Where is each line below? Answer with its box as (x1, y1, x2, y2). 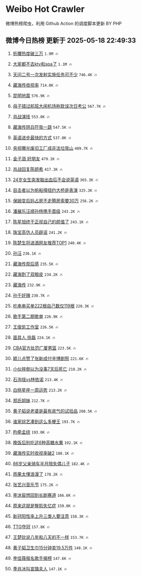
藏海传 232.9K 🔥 (12, 282, 46, 288)
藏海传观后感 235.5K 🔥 (12, 261, 59, 267)
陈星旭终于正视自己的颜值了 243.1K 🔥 (12, 219, 89, 225)
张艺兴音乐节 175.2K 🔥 (12, 481, 59, 487)
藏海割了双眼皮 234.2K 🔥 (12, 271, 63, 277)
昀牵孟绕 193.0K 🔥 (12, 429, 50, 435)
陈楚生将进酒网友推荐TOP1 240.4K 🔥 (12, 240, 86, 245)
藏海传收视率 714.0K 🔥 (12, 82, 59, 88)
